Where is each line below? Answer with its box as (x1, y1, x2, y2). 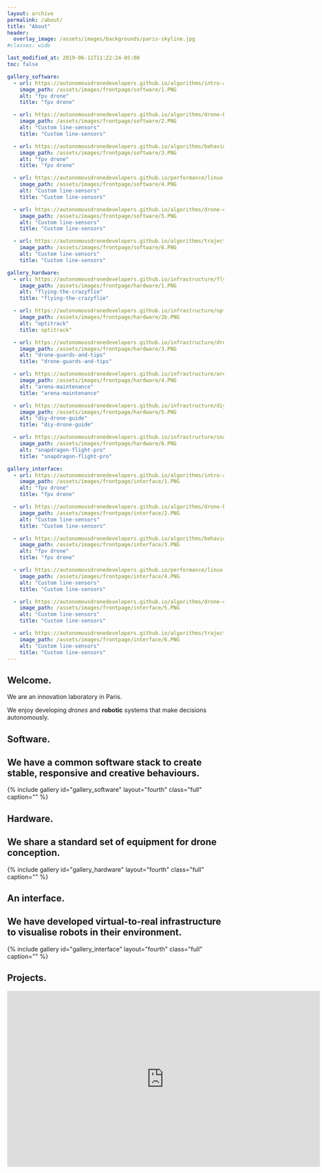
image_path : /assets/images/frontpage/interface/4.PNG (19, 572, 180, 580)
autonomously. (7, 713, 50, 722)
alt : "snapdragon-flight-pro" (19, 446, 107, 453)
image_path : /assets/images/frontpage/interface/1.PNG (19, 478, 180, 485)
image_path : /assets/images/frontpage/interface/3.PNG (19, 541, 180, 548)
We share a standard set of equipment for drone (7, 837, 217, 848)
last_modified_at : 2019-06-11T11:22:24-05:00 (7, 54, 140, 62)
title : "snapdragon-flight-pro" (19, 453, 112, 460)
